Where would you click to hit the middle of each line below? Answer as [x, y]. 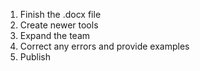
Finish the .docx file [60, 14]
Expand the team [55, 35]
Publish [35, 57]
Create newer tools [59, 25]
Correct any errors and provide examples [104, 46]
